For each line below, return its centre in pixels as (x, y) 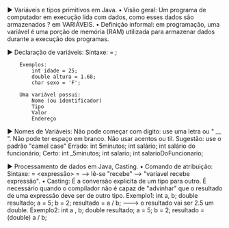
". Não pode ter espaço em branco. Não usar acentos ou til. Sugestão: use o (114, 139)
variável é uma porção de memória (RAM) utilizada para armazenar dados (111, 31)
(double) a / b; (27, 217)
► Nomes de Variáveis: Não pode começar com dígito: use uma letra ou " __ (114, 131)
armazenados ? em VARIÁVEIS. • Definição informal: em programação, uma (113, 24)
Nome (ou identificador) (67, 101)
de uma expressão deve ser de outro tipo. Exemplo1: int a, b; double (103, 195)
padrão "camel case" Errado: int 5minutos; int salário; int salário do (102, 146)
